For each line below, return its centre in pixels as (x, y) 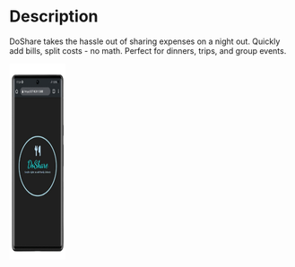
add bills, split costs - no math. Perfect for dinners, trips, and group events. (148, 50)
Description (54, 17)
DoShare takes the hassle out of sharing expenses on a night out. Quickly (145, 41)
